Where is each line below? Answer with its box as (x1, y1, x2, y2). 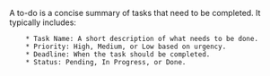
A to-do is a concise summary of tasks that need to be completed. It (9, 8, 261, 18)
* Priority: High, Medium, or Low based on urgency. (25, 42, 227, 51)
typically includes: (9, 17, 76, 28)
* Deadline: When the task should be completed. (25, 50, 211, 59)
